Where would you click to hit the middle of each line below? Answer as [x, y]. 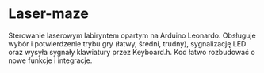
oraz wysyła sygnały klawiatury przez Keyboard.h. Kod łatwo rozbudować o [132, 52]
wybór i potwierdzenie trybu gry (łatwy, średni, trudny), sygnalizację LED [127, 43]
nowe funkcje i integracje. [50, 60]
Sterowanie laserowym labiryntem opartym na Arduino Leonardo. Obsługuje [132, 35]
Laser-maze [48, 14]
